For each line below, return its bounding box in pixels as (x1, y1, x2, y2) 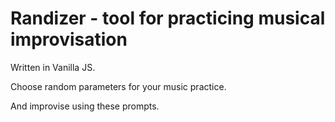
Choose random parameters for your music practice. (10, 80, 227, 92)
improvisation (10, 28, 128, 51)
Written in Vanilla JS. (10, 61, 96, 73)
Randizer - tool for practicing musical (10, 7, 326, 30)
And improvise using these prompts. (10, 100, 160, 112)
